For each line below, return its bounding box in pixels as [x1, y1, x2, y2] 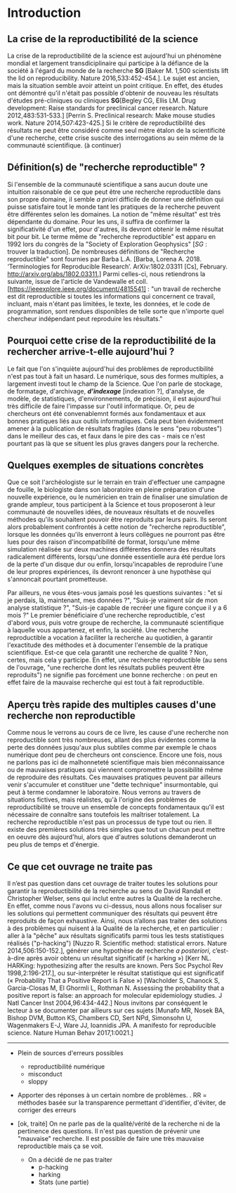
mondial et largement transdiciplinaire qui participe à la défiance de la [7, 59, 209, 67]
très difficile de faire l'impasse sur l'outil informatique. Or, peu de [7, 402, 195, 410]
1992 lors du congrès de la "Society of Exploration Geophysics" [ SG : [7, 240, 207, 248]
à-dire [7, 954, 25, 963]
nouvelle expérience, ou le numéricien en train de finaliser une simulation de [7, 493, 228, 502]
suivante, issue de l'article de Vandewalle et [7, 277, 135, 285]
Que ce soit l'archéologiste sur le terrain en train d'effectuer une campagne [7, 478, 225, 486]
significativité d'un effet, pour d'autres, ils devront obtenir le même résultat [7, 225, 224, 233]
